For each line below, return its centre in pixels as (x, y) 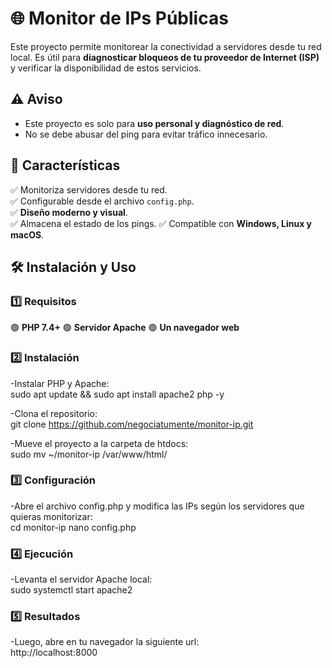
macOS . (27, 234)
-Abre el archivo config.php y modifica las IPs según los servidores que (157, 506)
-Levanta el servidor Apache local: (81, 579)
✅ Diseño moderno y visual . (69, 212)
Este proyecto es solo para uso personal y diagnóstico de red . (154, 123)
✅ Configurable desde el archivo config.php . (102, 201)
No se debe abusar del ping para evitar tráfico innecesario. (146, 134)
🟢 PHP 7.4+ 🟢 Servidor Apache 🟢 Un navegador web (125, 328)
